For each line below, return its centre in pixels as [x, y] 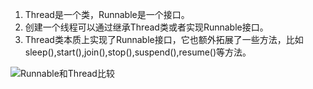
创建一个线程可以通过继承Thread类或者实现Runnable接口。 [146, 27]
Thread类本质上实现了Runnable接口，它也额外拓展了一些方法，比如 [164, 39]
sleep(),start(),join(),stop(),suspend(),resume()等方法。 [138, 52]
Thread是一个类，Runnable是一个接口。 [107, 14]
